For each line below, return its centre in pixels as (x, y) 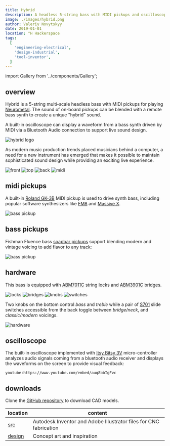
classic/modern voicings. (32, 315)
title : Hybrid (20, 10)
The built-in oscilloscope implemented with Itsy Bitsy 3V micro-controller (81, 353)
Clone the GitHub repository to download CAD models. (62, 400)
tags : (11, 38)
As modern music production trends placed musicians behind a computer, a (84, 150)
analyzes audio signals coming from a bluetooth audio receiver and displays (84, 358)
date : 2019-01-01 (24, 29)
